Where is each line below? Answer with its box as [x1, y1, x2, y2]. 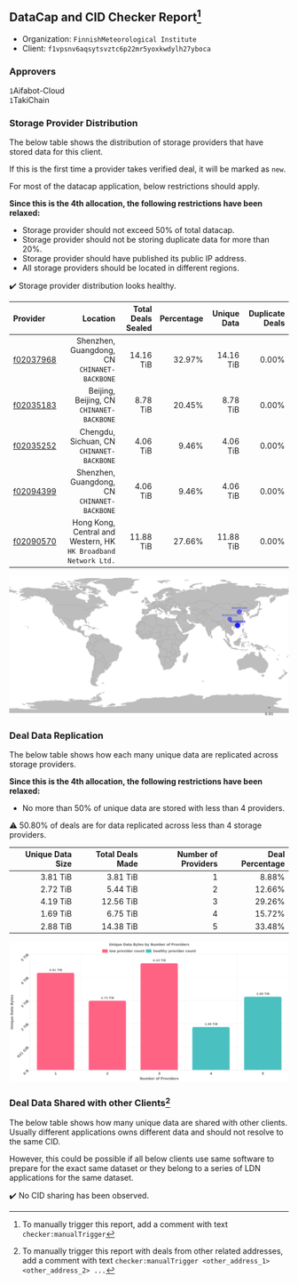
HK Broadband [67, 547, 116, 557]
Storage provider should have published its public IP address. [21, 253, 247, 264]
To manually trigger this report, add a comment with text [21, 1218, 229, 1230]
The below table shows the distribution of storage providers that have [9, 137, 264, 148]
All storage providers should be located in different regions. [21, 262, 239, 274]
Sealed [125, 322, 153, 333]
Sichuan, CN [69, 436, 116, 446]
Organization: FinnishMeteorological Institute [21, 33, 197, 44]
